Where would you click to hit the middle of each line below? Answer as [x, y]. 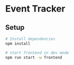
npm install [18, 43]
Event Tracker [35, 9]
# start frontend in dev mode [37, 53]
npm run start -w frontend [34, 57]
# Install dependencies [30, 39]
